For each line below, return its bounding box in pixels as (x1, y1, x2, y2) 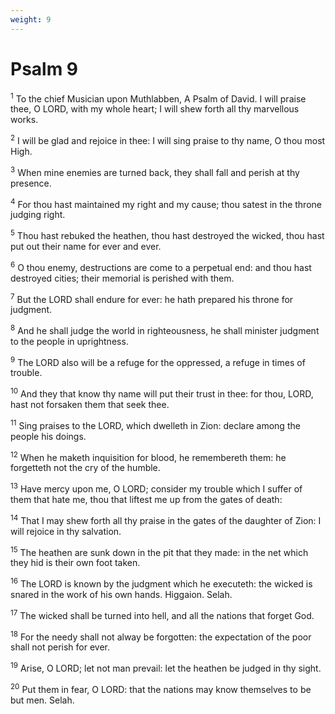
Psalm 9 (10, 57, 79, 80)
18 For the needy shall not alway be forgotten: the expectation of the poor (10, 629, 312, 643)
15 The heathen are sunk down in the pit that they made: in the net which (10, 544, 309, 558)
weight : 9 (10, 14, 52, 25)
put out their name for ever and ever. (10, 240, 162, 252)
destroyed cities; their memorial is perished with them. (10, 272, 235, 284)
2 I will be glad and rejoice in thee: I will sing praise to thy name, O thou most (10, 133, 326, 146)
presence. (10, 177, 52, 189)
